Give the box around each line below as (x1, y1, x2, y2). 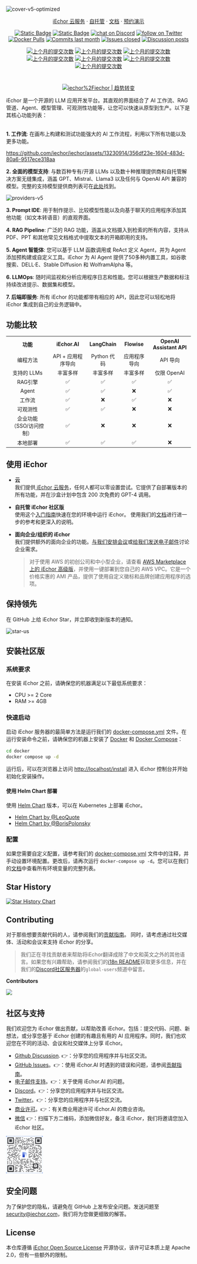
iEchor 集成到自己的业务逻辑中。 (6, 301, 85, 308)
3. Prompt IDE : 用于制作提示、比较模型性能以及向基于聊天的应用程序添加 (6, 207, 182, 214)
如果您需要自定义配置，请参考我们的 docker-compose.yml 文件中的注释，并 (6, 850, 189, 857)
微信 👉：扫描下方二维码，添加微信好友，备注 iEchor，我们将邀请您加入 (14, 1115, 189, 1122)
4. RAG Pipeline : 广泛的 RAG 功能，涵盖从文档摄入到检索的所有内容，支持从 (6, 227, 189, 234)
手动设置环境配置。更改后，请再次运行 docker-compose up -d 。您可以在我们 (6, 857, 189, 864)
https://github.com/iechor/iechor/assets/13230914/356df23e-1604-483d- (6, 150, 185, 157)
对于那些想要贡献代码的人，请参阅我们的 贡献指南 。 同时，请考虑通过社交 (6, 931, 182, 938)
